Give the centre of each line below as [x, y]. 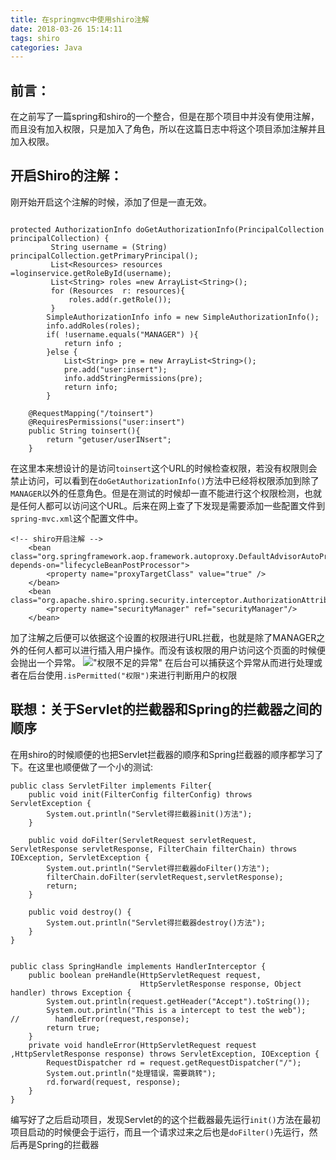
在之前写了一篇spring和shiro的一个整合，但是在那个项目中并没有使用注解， [165, 117]
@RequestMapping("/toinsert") [91, 413]
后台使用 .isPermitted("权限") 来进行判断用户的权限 [132, 675]
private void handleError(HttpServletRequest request [142, 1045]
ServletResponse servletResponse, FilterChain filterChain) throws [154, 849]
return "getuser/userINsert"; [109, 439]
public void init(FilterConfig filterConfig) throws [140, 794]
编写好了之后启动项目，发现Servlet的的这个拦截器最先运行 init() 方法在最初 [165, 1119]
